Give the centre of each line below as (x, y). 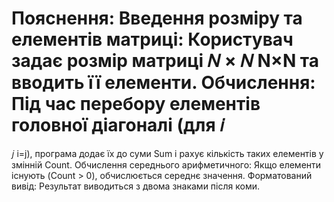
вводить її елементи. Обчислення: (163, 83)
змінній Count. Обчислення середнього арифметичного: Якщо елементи (166, 164)
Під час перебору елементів (136, 104)
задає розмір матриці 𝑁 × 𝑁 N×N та (165, 61)
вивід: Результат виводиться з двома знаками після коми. (135, 186)
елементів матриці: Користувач (152, 39)
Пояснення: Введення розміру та (157, 18)
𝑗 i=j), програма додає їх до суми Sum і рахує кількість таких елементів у (167, 153)
